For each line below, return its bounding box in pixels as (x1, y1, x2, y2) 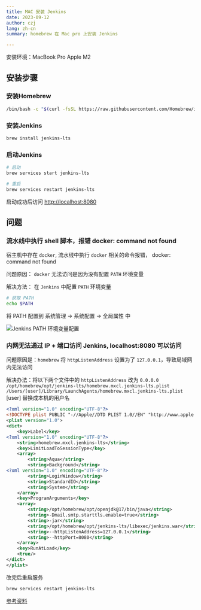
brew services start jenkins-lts (6, 170, 90, 177)
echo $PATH (6, 301, 33, 307)
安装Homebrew (6, 92, 51, 101)
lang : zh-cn (6, 25, 36, 32)
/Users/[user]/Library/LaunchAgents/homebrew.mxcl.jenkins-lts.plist (6, 389, 184, 394)
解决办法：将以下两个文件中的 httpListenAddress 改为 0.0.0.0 (6, 377, 159, 384)
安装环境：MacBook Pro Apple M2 (6, 53, 91, 60)
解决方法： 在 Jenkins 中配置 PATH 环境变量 (6, 283, 112, 290)
